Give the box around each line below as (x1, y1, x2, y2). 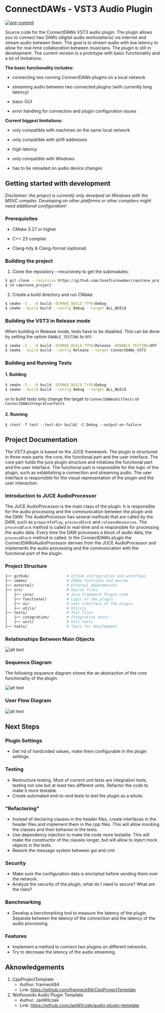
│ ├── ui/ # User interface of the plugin (5, 601, 133, 606)
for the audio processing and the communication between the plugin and (5, 509, 153, 515)
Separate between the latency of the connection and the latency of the (12, 915, 156, 921)
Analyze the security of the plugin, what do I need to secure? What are (12, 881, 155, 887)
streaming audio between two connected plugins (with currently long (12, 83, 152, 89)
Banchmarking (5, 899, 41, 905)
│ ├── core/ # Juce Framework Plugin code (5, 592, 129, 597)
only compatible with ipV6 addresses (12, 137, 87, 142)
